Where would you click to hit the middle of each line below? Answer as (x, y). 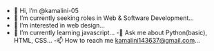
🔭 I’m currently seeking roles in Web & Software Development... (104, 18)
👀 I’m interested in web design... (59, 25)
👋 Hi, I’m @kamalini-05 (46, 11)
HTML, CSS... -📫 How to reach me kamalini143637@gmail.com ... (107, 40)
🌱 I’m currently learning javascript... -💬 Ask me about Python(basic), (110, 32)
